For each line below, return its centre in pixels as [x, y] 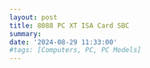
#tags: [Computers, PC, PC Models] [75, 50]
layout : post [33, 17]
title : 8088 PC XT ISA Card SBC [69, 26]
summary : [25, 34]
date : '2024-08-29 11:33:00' [63, 42]
